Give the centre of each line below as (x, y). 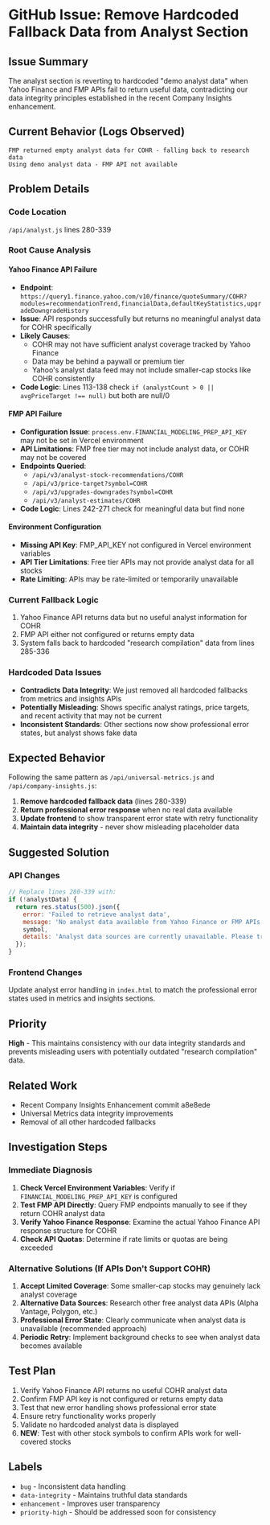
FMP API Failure (35, 414)
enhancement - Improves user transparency (90, 1503)
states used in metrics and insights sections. (82, 998)
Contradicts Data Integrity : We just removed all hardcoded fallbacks (134, 690)
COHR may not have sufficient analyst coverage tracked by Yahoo (141, 344)
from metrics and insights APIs (71, 698)
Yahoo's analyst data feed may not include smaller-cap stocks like (141, 370)
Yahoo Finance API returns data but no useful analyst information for (133, 618)
